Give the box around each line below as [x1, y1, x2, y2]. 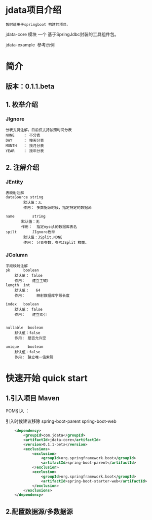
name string [5, 214, 46, 219]
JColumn [5, 251, 28, 258]
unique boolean [5, 344, 43, 349]
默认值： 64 [14, 288, 40, 293]
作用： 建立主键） [14, 278, 51, 284]
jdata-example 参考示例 [5, 41, 55, 47]
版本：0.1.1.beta [5, 82, 55, 90]
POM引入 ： [5, 408, 30, 414]
